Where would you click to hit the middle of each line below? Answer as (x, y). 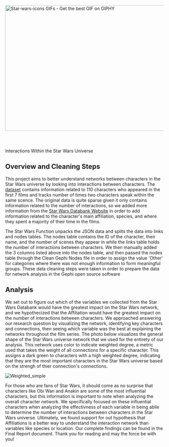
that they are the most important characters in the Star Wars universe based (84, 361)
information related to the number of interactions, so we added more (76, 205)
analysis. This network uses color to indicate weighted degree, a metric (79, 344)
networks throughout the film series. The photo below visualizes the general (84, 334)
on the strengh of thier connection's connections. (57, 366)
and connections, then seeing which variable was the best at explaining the (83, 328)
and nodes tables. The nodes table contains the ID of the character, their (80, 236)
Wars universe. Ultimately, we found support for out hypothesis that (75, 417)
